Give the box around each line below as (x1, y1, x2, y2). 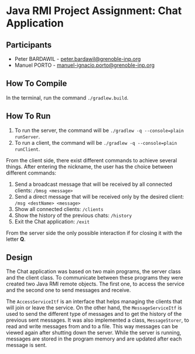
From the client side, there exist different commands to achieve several (6, 156, 177, 164)
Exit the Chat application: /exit (14, 218, 90, 225)
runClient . (14, 145, 40, 152)
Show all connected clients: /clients (14, 205, 104, 212)
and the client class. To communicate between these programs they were (6, 274, 183, 281)
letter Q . (6, 236, 26, 243)
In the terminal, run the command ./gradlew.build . (6, 94, 129, 101)
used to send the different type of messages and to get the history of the (6, 311, 182, 318)
